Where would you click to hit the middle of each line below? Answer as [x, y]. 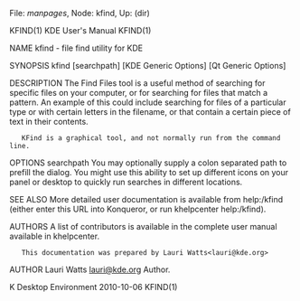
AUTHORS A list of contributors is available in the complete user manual [143, 226]
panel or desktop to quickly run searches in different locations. [126, 182]
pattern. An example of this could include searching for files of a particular [148, 102]
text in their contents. [49, 122]
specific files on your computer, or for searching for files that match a [139, 93]
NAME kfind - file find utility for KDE [76, 48]
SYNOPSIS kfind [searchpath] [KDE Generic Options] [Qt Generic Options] [148, 66]
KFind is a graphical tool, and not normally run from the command [151, 138]
